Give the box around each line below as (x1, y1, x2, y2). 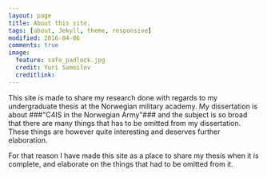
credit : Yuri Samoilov (15, 64, 91, 72)
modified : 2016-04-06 (8, 33, 81, 42)
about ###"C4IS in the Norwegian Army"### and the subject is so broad (8, 109, 248, 120)
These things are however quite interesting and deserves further (8, 127, 221, 136)
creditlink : (15, 71, 56, 79)
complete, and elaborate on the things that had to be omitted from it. (8, 159, 233, 168)
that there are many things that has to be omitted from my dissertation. (8, 118, 241, 128)
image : (8, 49, 30, 57)
